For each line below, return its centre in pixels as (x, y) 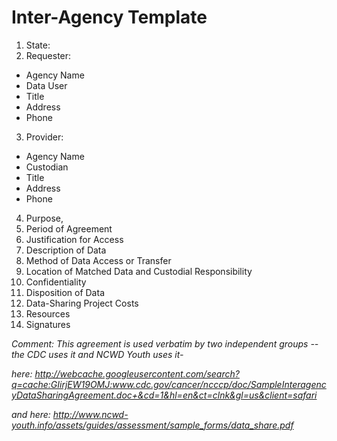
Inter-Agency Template (109, 17)
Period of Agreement (69, 228)
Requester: (48, 55)
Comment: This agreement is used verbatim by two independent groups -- (165, 343)
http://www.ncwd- (90, 414)
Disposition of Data (65, 292)
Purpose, (44, 218)
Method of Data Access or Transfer (98, 260)
